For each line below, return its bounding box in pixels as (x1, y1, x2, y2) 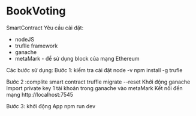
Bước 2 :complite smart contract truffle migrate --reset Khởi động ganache (6, 78, 191, 85)
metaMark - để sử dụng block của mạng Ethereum (14, 55, 140, 62)
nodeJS (14, 35, 35, 43)
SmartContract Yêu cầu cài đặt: (6, 24, 84, 31)
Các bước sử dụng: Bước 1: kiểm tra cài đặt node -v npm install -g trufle (6, 66, 183, 73)
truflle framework (14, 42, 58, 49)
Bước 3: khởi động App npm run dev (6, 102, 96, 109)
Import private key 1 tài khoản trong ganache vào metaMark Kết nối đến (6, 84, 183, 91)
